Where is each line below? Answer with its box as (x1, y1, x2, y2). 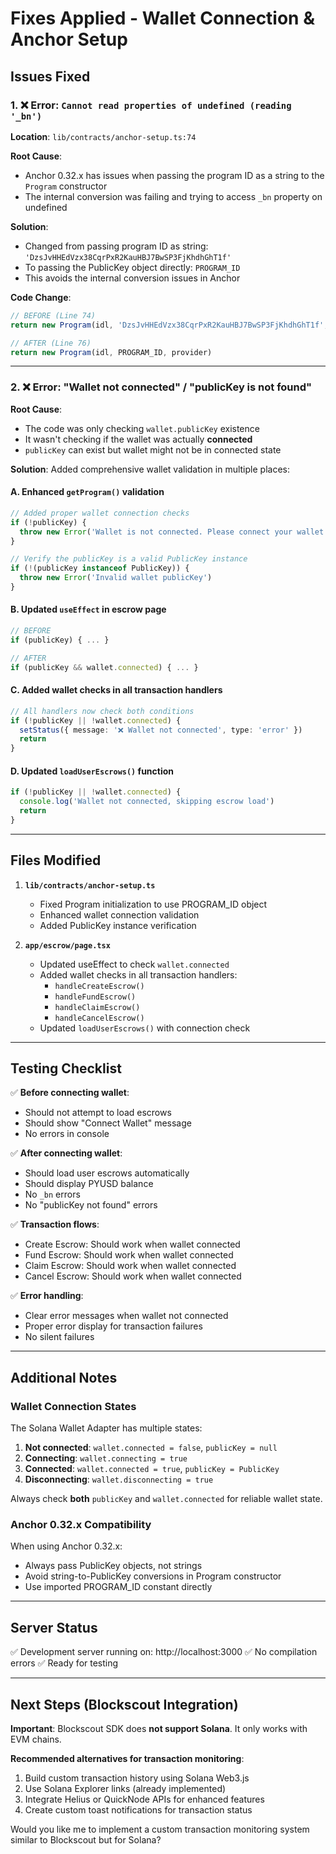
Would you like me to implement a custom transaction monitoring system (10, 1823, 310, 1836)
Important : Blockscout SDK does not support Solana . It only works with (10, 1723, 308, 1735)
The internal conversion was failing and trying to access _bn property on (24, 190, 323, 202)
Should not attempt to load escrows (24, 1107, 172, 1119)
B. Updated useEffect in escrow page (10, 603, 167, 616)
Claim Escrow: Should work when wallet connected (24, 1260, 237, 1272)
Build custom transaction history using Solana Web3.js (24, 1772, 250, 1784)
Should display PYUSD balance (24, 1178, 154, 1190)
